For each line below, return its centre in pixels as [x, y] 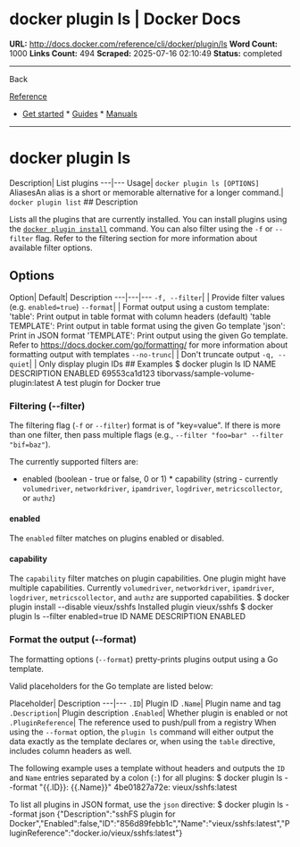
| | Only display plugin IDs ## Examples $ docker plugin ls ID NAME [153, 364]
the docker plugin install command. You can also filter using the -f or [141, 229]
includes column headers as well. [71, 751]
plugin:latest [32, 382]
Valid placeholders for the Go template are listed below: [111, 686]
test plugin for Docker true [112, 382]
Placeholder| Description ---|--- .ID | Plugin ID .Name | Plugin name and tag [145, 703]
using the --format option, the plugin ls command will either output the [142, 732]
